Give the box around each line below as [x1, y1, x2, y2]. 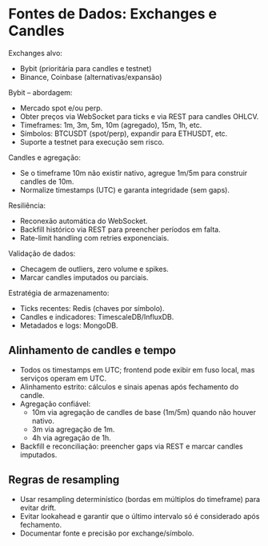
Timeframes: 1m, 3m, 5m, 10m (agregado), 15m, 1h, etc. [19, 120, 202, 130]
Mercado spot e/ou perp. [19, 103, 103, 113]
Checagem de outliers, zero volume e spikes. [19, 264, 170, 273]
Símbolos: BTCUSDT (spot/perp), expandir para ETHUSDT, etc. [19, 129, 228, 138]
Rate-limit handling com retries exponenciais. [19, 233, 170, 242]
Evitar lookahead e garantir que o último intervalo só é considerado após [19, 511, 260, 520]
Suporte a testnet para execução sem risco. [19, 137, 165, 146]
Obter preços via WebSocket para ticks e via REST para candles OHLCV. [19, 111, 259, 121]
